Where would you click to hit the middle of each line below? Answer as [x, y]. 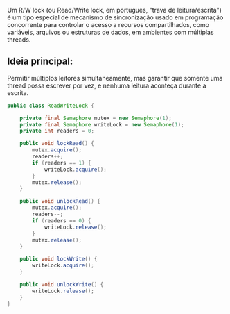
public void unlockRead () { [60, 201]
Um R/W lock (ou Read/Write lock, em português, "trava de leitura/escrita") [114, 10]
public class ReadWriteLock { [51, 106]
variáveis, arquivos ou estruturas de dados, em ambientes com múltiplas [110, 32]
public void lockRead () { [57, 144]
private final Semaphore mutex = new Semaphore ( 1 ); [96, 118]
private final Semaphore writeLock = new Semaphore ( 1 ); [102, 124]
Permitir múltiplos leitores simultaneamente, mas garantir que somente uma [115, 78]
